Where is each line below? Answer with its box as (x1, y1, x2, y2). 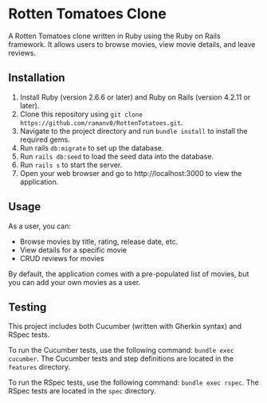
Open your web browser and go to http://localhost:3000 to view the (19, 168, 242, 178)
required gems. (19, 135, 70, 144)
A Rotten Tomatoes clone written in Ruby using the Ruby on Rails (8, 31, 221, 41)
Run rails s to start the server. (19, 160, 123, 170)
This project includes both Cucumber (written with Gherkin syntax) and (8, 322, 241, 331)
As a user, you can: (8, 221, 72, 231)
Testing (8, 300, 47, 314)
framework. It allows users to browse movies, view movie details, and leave (8, 39, 256, 49)
